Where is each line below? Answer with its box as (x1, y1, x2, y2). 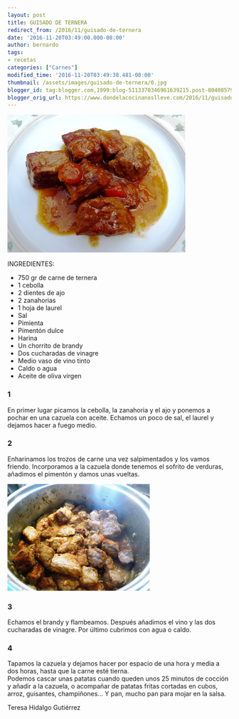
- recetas (7, 57, 37, 64)
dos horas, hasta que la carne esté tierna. (7, 667, 129, 676)
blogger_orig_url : (7, 94, 62, 101)
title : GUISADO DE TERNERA (7, 18, 87, 26)
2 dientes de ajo (17, 289, 65, 297)
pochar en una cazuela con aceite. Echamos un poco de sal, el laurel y (7, 413, 215, 422)
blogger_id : (7, 86, 43, 94)
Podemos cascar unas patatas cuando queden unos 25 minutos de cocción (7, 674, 229, 683)
